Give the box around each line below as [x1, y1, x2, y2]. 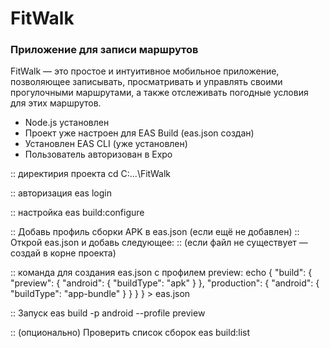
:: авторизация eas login [10, 187, 112, 199]
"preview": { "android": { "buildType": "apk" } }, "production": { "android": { [10, 277, 320, 289]
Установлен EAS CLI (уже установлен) [24, 138, 188, 150]
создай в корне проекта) [10, 247, 117, 259]
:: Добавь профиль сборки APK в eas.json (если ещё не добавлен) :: [10, 226, 300, 238]
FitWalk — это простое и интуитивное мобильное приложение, [10, 65, 280, 77]
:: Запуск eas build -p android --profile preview [10, 307, 206, 319]
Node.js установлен [24, 117, 110, 129]
